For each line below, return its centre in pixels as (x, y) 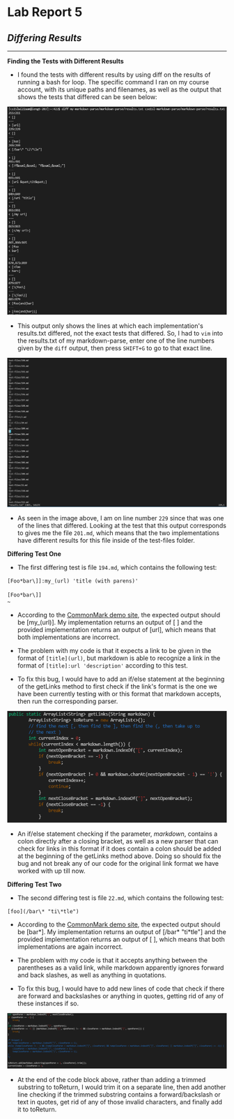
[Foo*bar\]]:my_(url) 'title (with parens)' (73, 581)
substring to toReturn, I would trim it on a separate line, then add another (122, 1087)
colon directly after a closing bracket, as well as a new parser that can (118, 841)
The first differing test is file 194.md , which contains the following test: (117, 567)
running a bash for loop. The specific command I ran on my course (113, 82)
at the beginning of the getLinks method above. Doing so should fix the (119, 856)
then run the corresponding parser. (68, 701)
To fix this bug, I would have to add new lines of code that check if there (121, 989)
